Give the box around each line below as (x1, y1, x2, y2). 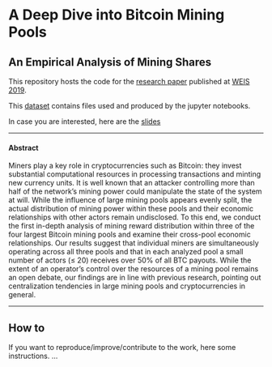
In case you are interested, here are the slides (8, 117, 161, 126)
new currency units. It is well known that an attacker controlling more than (8, 178, 255, 188)
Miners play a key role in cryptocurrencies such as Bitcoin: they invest (8, 160, 242, 171)
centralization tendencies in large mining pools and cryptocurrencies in (8, 281, 245, 291)
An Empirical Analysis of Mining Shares (8, 55, 212, 69)
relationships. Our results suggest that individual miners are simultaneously (8, 238, 259, 248)
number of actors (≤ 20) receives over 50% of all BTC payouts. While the (8, 255, 252, 265)
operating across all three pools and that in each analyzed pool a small (8, 247, 244, 257)
